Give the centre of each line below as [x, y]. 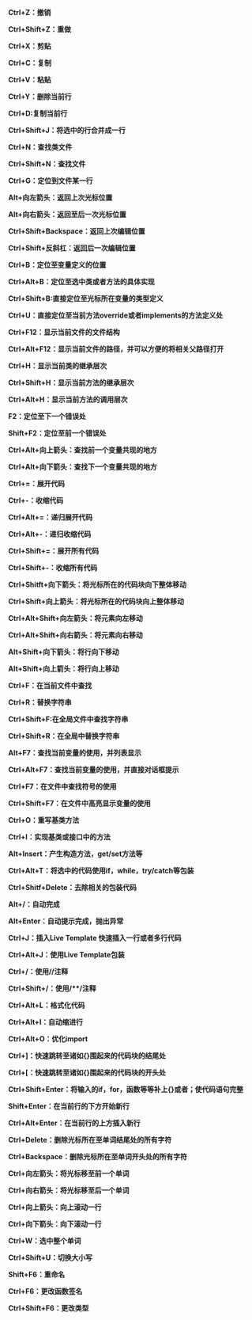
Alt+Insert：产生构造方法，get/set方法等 [75, 854]
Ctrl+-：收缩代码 [36, 500]
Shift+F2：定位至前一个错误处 [57, 433]
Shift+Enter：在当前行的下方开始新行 [69, 1106]
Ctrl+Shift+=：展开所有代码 [54, 551]
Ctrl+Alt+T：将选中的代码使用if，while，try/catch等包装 [101, 871]
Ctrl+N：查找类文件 [40, 147]
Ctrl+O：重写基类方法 [44, 820]
